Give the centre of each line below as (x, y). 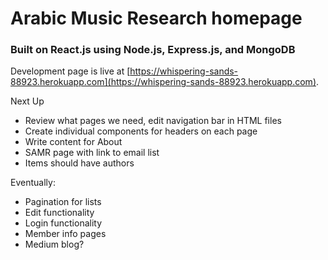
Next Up (27, 101)
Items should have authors (79, 163)
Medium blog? (54, 244)
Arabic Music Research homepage (156, 18)
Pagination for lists (63, 202)
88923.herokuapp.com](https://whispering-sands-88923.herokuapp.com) (163, 82)
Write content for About (73, 142)
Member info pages (65, 234)
